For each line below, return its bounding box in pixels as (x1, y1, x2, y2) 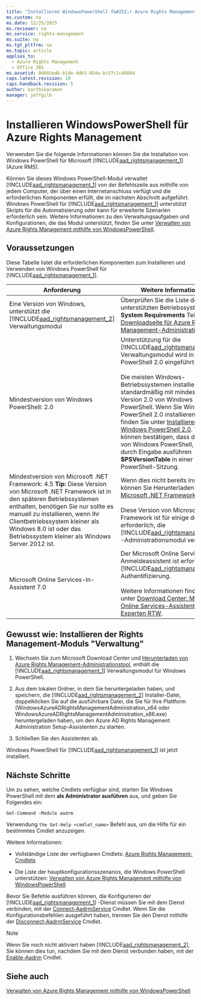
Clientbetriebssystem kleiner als (9, 517, 100, 525)
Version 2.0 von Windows (120, 395, 193, 404)
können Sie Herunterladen (120, 483, 194, 492)
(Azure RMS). (6, 163, 39, 170)
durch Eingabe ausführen (120, 447, 192, 456)
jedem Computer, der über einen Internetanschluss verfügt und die (6, 187, 171, 194)
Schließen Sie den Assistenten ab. (14, 735, 99, 742)
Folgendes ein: (6, 799, 43, 806)
